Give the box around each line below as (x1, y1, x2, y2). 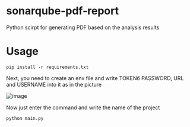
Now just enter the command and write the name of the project (6, 104, 160, 111)
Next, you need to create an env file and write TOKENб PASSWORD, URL (6, 74, 184, 81)
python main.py (6, 115, 44, 121)
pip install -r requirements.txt (6, 64, 89, 70)
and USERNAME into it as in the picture (6, 81, 102, 88)
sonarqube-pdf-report (6, 4, 119, 18)
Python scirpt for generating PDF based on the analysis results (6, 24, 160, 31)
